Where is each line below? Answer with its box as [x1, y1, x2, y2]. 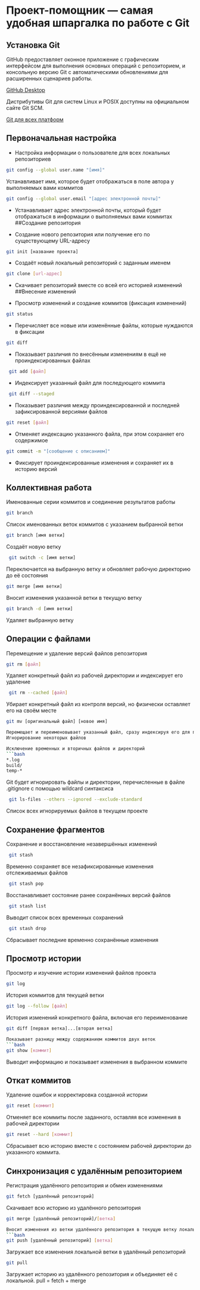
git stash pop [8, 880, 44, 886]
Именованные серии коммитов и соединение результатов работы [6, 498, 176, 506]
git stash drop [8, 925, 46, 931]
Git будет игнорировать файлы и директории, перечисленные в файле [6, 778, 186, 786]
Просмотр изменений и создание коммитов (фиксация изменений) [14, 300, 187, 307]
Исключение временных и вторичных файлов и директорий [6, 746, 145, 752]
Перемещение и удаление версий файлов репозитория [6, 649, 148, 657]
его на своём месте [6, 707, 57, 714]
